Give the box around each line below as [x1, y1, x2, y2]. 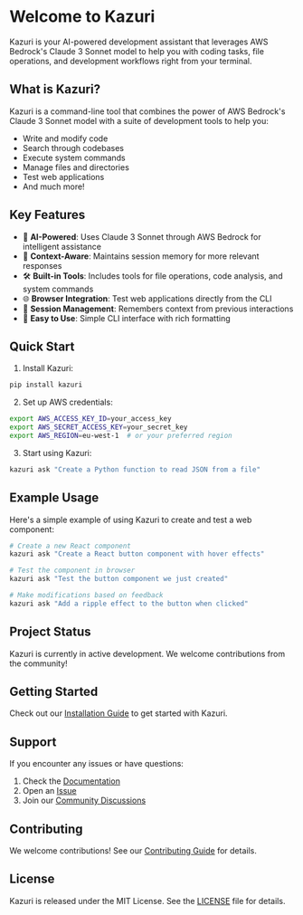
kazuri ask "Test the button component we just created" [9, 575, 229, 584]
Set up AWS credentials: [22, 396, 113, 408]
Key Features [9, 207, 86, 223]
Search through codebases [22, 142, 125, 153]
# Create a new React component [9, 541, 131, 550]
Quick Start [9, 338, 75, 354]
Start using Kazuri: [22, 447, 92, 458]
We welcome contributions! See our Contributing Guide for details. [9, 845, 258, 856]
